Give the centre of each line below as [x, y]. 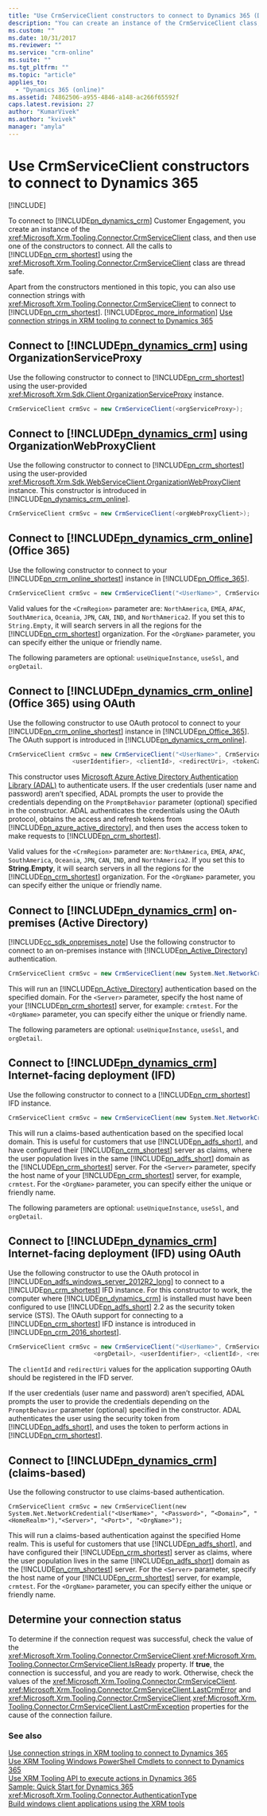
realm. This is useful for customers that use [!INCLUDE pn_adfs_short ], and [130, 1544]
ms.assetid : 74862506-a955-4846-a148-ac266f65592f [94, 97]
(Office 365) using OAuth [72, 704]
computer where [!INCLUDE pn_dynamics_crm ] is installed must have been [130, 1298]
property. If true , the [191, 1664]
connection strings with [47, 295]
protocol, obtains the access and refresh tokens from [95, 819]
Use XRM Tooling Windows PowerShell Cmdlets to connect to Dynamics [126, 1762]
